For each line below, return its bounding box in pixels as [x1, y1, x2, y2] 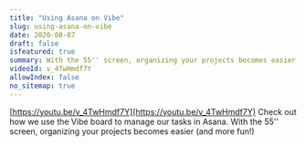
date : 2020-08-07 [9, 30, 76, 39]
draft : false [9, 38, 59, 48]
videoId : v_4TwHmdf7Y [9, 65, 92, 74]
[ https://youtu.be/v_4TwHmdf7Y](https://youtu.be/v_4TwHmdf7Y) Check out [9, 106, 297, 117]
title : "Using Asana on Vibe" [9, 13, 125, 23]
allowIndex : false [9, 73, 79, 82]
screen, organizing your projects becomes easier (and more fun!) [9, 125, 255, 137]
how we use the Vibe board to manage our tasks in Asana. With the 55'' [9, 116, 280, 127]
